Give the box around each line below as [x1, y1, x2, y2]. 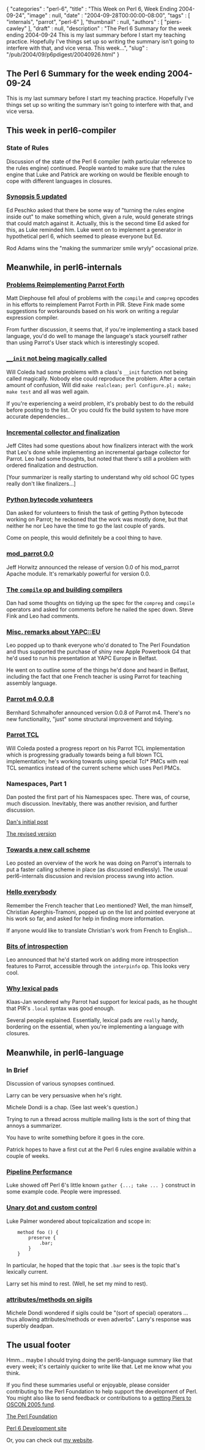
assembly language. [6, 679, 57, 687]
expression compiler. [6, 314, 59, 322]
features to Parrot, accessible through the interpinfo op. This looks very [6, 963, 190, 970]
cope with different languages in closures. [6, 177, 113, 185]
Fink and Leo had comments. [6, 612, 80, 619]
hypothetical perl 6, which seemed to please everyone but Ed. [6, 233, 163, 240]
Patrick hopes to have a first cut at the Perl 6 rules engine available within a [6, 1146, 196, 1153]
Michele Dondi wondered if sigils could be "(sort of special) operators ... [6, 1309, 188, 1316]
